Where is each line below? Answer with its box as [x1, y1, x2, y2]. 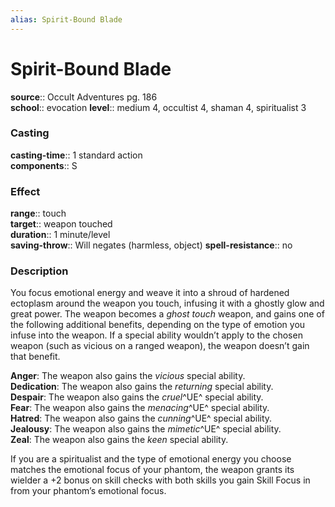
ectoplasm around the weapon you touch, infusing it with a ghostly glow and [10, 297, 325, 310]
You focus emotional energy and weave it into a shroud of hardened [10, 287, 290, 299]
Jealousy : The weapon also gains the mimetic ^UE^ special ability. [10, 423, 282, 435]
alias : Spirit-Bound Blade [10, 14, 123, 25]
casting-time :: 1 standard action [10, 149, 143, 161]
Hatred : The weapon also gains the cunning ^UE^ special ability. [10, 412, 273, 425]
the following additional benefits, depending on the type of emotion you [10, 319, 306, 331]
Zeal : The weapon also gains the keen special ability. [10, 434, 229, 446]
